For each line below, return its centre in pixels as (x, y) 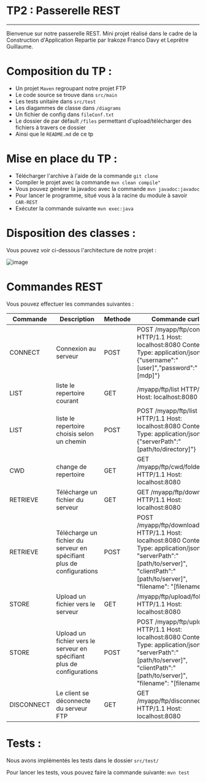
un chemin (71, 441)
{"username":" (158, 360)
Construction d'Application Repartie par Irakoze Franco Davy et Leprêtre (97, 40)
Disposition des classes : (71, 233)
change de (71, 466)
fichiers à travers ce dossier (51, 127)
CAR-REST (26, 202)
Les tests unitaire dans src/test (55, 101)
